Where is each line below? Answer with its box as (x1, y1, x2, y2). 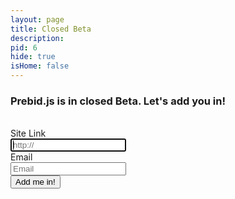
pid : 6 (10, 42, 38, 53)
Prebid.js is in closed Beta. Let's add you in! (10, 94, 226, 108)
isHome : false (10, 61, 70, 71)
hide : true (10, 52, 56, 62)
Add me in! (15, 177, 56, 188)
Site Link (10, 127, 47, 140)
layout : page (10, 14, 65, 25)
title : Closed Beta (10, 24, 92, 34)
